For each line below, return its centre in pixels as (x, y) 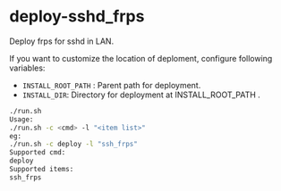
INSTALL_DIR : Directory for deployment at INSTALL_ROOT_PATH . (141, 95)
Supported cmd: (38, 153)
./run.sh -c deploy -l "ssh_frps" (74, 145)
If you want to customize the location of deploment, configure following (141, 58)
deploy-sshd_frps (77, 17)
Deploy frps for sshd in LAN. (62, 41)
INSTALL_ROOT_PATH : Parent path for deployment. (111, 85)
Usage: (21, 119)
